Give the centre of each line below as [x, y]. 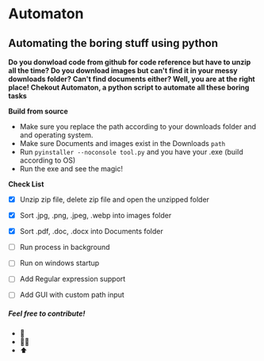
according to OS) [48, 160]
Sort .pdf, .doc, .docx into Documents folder [92, 232]
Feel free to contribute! [47, 313]
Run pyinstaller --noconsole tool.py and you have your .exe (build [131, 152]
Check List [26, 184]
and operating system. [56, 135]
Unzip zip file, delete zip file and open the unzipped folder [115, 200]
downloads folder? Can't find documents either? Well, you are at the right [132, 79]
